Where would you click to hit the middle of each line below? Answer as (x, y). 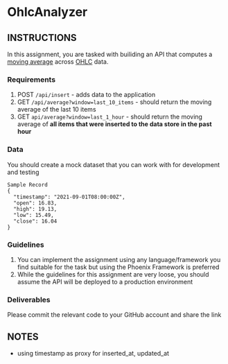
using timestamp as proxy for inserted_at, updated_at (93, 353)
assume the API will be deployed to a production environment (105, 281)
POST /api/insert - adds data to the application (86, 95)
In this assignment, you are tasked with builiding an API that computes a (110, 54)
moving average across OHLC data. (58, 62)
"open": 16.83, (35, 203)
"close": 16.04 (35, 221)
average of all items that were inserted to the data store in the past (115, 124)
